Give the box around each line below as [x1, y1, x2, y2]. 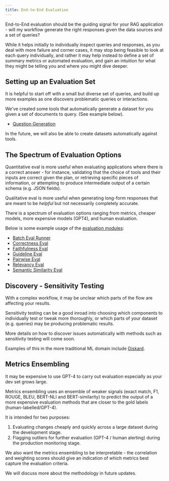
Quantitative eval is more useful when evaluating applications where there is [5, 164, 163, 170]
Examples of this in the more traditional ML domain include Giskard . [5, 345, 145, 352]
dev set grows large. [5, 378, 48, 384]
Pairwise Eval [12, 256, 41, 262]
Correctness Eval [12, 240, 49, 246]
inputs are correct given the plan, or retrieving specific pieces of [5, 174, 139, 181]
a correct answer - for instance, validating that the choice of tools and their [5, 169, 161, 175]
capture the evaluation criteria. [5, 460, 69, 466]
